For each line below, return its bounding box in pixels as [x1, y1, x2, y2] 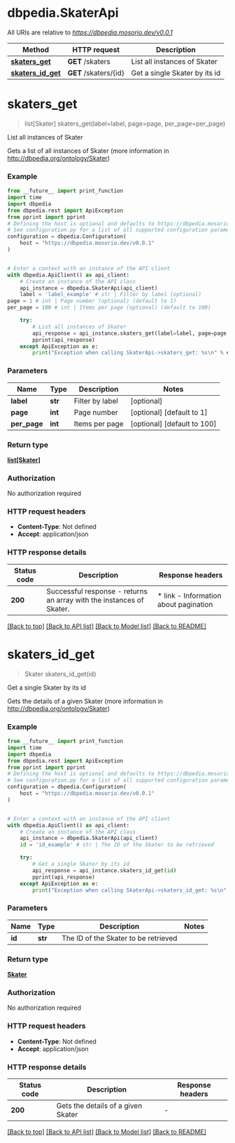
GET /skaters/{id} [67, 68, 124, 78]
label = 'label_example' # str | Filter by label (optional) [20, 291, 201, 298]
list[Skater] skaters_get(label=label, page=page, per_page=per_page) [24, 119, 226, 128]
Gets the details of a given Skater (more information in [7, 697, 163, 705]
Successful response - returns [46, 586, 148, 596]
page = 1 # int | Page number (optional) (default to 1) [7, 298, 177, 305]
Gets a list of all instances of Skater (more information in [7, 146, 169, 155]
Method [22, 44, 50, 54]
